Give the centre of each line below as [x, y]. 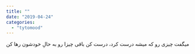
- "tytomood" [27, 28]
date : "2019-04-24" [30, 17]
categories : [20, 22]
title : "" [18, 11]
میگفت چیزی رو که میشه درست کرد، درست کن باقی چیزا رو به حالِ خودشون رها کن [97, 44]
